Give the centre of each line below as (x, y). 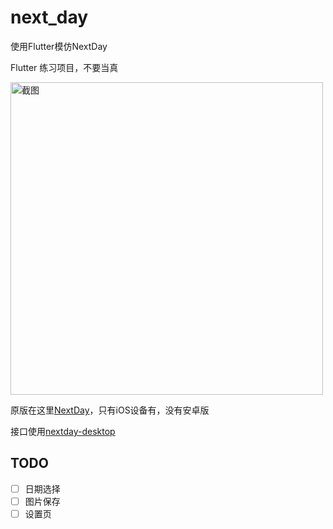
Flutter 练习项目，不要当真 (64, 67)
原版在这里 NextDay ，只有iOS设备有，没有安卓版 (110, 410)
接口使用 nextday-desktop (63, 431)
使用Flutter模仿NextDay (59, 46)
